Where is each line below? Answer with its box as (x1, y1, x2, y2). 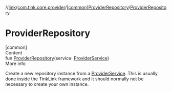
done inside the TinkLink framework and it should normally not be (5, 76, 144, 82)
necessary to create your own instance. (5, 81, 89, 87)
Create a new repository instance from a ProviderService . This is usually (5, 70, 158, 76)
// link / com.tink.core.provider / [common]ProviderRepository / (5, 5, 131, 10)
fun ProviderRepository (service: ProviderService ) (5, 55, 110, 61)
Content (5, 49, 23, 55)
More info (5, 60, 26, 67)
